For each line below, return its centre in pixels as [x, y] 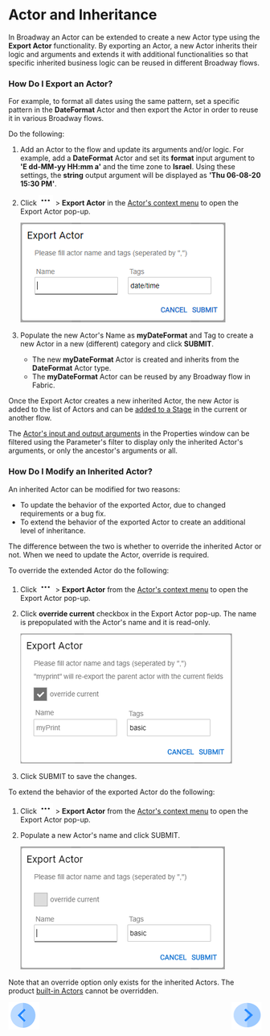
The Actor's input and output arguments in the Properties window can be [129, 433]
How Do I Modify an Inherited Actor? [80, 471]
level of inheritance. [53, 530]
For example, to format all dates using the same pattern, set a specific [124, 102]
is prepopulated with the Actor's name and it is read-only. [115, 622]
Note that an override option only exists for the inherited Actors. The [121, 982]
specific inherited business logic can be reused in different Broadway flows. [134, 63]
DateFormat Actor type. [72, 368]
